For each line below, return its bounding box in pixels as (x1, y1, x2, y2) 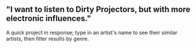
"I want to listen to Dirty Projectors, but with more (6, 5, 191, 14)
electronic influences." (6, 14, 92, 24)
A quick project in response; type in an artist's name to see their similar (6, 29, 178, 36)
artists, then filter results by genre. (6, 35, 90, 42)
